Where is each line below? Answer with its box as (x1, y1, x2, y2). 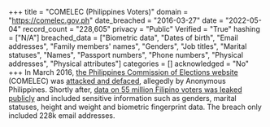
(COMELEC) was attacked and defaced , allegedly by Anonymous (8, 77, 226, 85)
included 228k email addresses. (8, 111, 115, 120)
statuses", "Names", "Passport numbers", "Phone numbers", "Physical (8, 50, 244, 59)
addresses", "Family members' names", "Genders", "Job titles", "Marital (8, 42, 247, 51)
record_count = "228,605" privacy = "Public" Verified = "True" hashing (23, 24, 260, 33)
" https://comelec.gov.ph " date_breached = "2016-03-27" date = (8, 15, 224, 25)
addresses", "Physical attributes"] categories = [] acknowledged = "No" (8, 59, 250, 68)
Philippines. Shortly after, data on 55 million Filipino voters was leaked (8, 85, 242, 94)
